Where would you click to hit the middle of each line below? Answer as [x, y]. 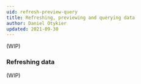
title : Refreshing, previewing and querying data [71, 18]
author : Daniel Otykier [37, 23]
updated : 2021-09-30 [33, 29]
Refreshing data [31, 62]
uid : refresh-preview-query [42, 12]
